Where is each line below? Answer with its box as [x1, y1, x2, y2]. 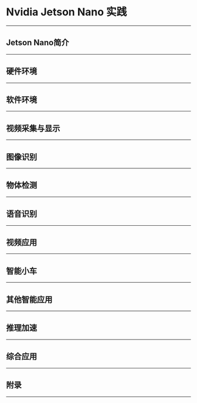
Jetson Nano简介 [6, 38, 69, 48]
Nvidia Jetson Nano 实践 [6, 5, 127, 19]
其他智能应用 [6, 294, 53, 304]
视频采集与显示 [6, 123, 60, 133]
